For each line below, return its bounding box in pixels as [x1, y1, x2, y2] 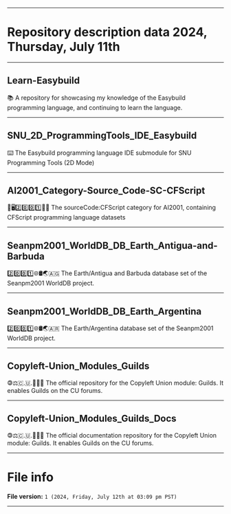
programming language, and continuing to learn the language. [7, 103, 183, 111]
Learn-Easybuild [7, 75, 80, 87]
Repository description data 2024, [7, 25, 208, 40]
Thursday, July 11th [7, 39, 120, 55]
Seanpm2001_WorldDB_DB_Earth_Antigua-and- [7, 239, 218, 251]
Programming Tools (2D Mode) [7, 158, 95, 167]
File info [7, 469, 54, 485]
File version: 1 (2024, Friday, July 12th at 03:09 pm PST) [7, 492, 177, 500]
